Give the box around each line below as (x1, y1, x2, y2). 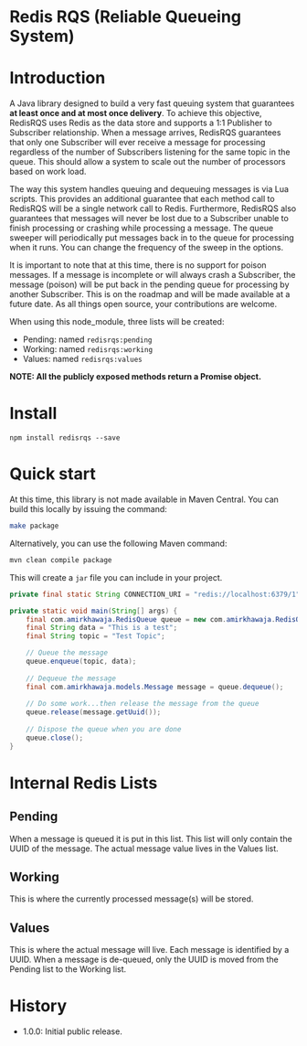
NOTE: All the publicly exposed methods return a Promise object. (9, 371, 262, 382)
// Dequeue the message (26, 674, 117, 683)
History (9, 996, 68, 1017)
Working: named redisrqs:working (22, 344, 153, 355)
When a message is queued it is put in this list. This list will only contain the (9, 833, 292, 844)
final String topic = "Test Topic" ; (26, 632, 166, 641)
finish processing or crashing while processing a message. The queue (9, 222, 274, 234)
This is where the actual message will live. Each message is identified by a (9, 945, 290, 955)
